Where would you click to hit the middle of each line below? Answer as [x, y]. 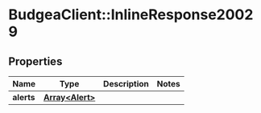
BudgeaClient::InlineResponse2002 [131, 15]
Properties [35, 61]
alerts [24, 97]
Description [126, 84]
